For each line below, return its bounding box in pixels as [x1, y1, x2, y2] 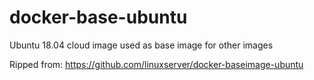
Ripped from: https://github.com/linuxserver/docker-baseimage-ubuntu [9, 58, 304, 70]
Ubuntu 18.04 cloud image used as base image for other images [9, 39, 274, 51]
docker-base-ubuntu [9, 6, 188, 29]
